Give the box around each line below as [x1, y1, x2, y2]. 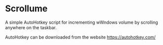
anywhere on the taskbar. [5, 24, 57, 30]
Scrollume [5, 3, 48, 14]
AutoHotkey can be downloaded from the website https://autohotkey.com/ [5, 34, 156, 40]
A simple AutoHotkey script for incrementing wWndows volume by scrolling [5, 19, 159, 25]
